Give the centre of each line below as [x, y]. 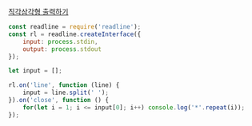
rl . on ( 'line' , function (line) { [64, 85]
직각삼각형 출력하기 [38, 12]
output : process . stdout [62, 49]
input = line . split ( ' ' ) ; [66, 93]
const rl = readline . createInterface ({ [75, 34]
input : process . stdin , [60, 41]
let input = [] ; [35, 71]
